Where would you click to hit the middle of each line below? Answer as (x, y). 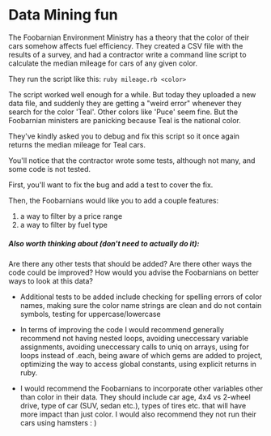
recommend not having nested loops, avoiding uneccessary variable (134, 338)
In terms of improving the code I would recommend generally (122, 329)
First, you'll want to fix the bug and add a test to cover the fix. (111, 185)
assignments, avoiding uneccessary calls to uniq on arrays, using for (134, 347)
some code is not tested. (50, 169)
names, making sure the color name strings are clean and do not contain (141, 305)
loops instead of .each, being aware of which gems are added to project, (141, 355)
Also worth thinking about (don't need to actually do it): (104, 243)
